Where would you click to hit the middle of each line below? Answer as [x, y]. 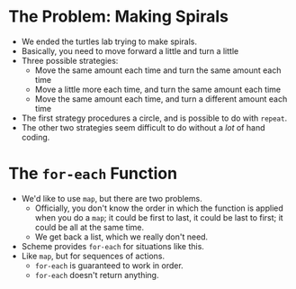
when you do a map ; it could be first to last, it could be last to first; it [159, 217]
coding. [36, 137]
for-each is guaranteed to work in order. [109, 265]
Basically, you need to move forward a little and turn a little [130, 50]
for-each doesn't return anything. [97, 275]
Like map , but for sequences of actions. [93, 256]
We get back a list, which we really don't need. [121, 237]
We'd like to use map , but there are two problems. [112, 198]
